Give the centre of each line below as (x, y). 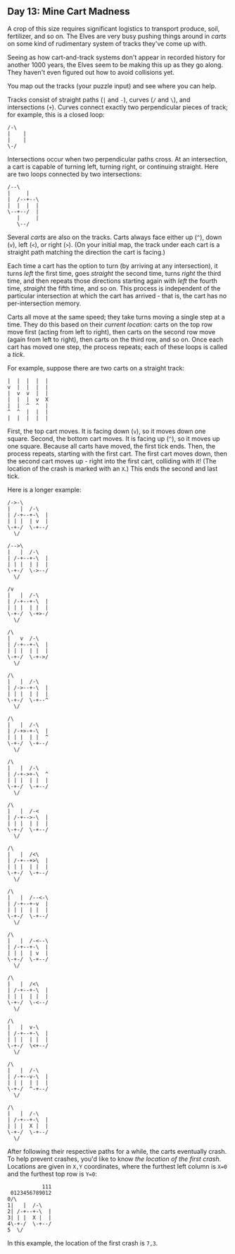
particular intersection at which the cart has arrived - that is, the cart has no (117, 296)
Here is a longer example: (45, 489)
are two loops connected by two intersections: (75, 174)
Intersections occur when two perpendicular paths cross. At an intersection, (118, 159)
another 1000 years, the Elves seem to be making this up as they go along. (115, 65)
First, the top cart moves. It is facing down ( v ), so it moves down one (107, 431)
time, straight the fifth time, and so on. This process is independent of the (114, 288)
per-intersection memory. (44, 303)
